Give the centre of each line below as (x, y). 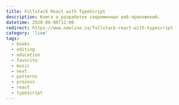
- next (19, 71)
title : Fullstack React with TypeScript (56, 11)
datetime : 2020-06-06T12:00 (40, 22)
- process (23, 82)
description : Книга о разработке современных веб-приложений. (83, 17)
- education (26, 55)
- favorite (24, 60)
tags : (13, 38)
